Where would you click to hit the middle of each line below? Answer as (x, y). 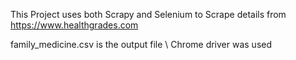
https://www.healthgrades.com (74, 25)
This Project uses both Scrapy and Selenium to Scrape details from (148, 14)
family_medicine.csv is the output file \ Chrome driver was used (141, 44)
